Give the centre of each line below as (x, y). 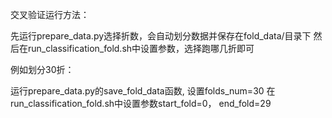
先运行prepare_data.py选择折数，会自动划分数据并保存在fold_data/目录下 (161, 36)
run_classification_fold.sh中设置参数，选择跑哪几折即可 (141, 48)
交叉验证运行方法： (50, 14)
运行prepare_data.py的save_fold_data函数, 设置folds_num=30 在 (143, 91)
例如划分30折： (42, 69)
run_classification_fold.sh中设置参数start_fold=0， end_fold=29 (141, 103)
